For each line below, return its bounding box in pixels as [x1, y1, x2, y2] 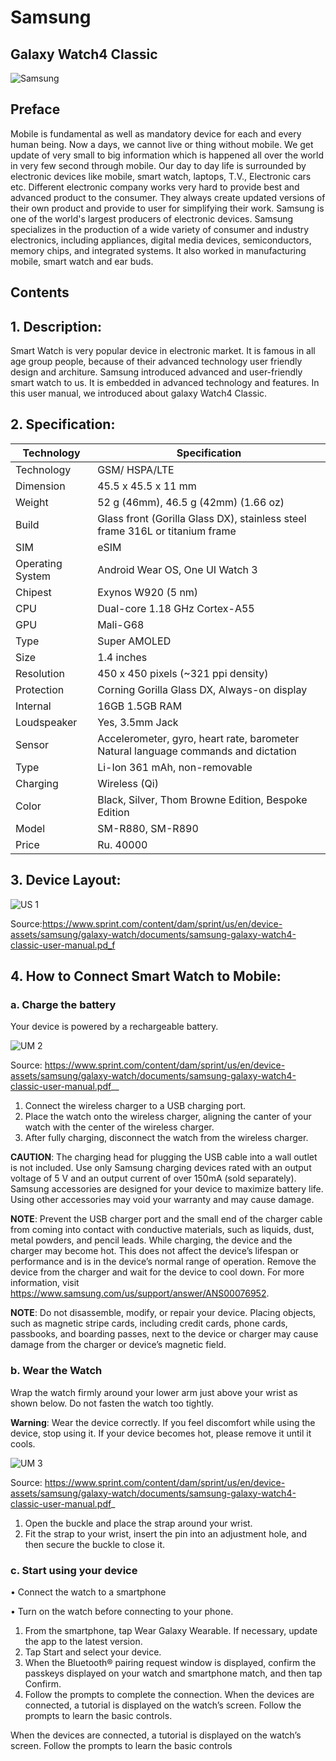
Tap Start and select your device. [24, 1646, 162, 1658]
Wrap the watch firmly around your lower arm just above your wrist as [10, 1386, 298, 1398]
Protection [15, 682, 65, 696]
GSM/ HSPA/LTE [97, 462, 175, 476]
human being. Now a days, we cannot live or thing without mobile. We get [10, 138, 314, 150]
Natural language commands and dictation [97, 744, 297, 758]
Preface [10, 101, 61, 118]
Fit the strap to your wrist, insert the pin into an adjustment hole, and [24, 1527, 308, 1540]
